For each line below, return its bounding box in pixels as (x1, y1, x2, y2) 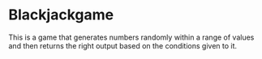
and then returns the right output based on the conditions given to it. (8, 40, 238, 50)
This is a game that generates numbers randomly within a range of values (8, 32, 255, 42)
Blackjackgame (8, 6, 114, 24)
